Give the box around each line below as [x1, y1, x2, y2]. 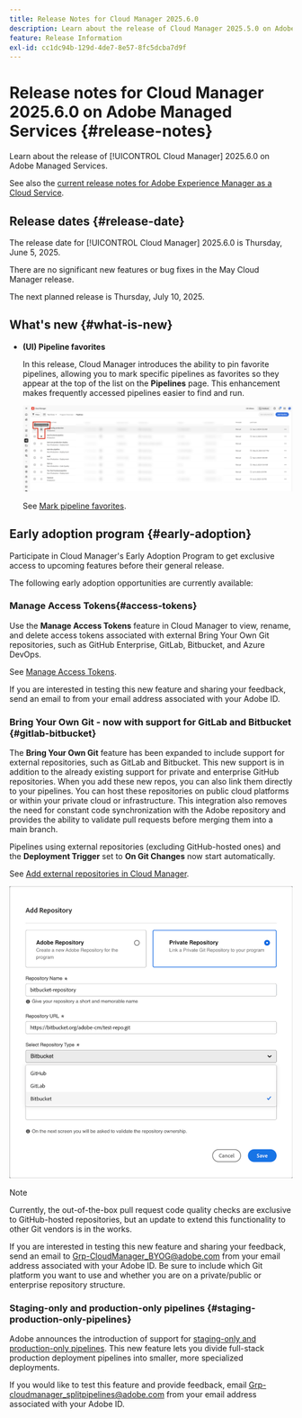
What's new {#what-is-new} [9, 318, 173, 333]
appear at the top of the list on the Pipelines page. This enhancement [22, 378, 280, 389]
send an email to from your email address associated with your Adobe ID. [9, 693, 280, 704]
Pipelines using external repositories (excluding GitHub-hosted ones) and [9, 841, 281, 852]
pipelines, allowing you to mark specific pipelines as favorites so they [22, 368, 280, 379]
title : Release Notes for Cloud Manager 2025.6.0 [9, 14, 200, 23]
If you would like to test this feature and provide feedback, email [9, 1379, 247, 1390]
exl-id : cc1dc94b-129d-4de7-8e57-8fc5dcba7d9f [9, 43, 187, 52]
